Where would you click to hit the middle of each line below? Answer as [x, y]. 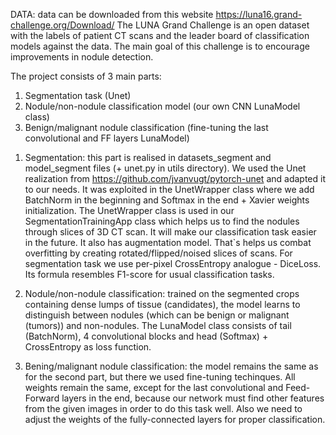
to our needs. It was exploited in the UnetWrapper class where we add [169, 189]
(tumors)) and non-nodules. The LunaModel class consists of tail [158, 325]
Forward [42, 398]
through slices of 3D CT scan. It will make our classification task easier [170, 232]
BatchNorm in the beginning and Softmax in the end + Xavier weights [167, 200]
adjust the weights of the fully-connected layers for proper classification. [175, 419]
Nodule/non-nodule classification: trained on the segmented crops [162, 293]
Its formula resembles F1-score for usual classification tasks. [149, 274]
